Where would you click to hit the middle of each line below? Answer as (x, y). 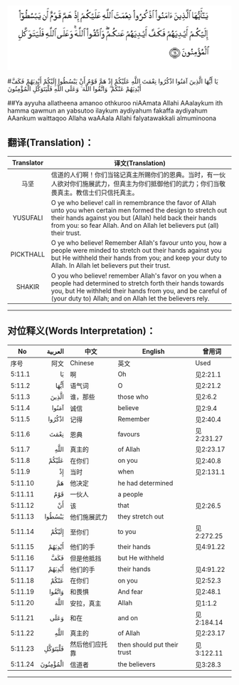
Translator (28, 163)
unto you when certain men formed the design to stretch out (139, 210)
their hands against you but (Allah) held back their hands (134, 218)
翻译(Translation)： (51, 142)
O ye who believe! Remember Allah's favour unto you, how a (139, 243)
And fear (131, 591)
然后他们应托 (89, 644)
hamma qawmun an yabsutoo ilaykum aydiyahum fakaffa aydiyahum (107, 111)
